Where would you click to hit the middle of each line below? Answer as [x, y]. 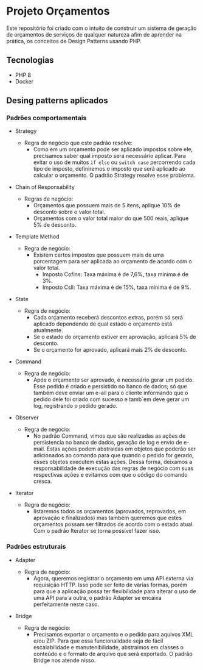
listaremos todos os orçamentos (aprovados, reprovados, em [110, 511]
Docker [24, 81]
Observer [27, 418]
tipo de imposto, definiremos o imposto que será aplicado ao [109, 169]
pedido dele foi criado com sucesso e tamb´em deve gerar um [111, 399]
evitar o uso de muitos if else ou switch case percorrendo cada [114, 162]
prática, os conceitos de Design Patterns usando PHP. [74, 41]
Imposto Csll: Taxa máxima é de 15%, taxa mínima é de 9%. [117, 287]
